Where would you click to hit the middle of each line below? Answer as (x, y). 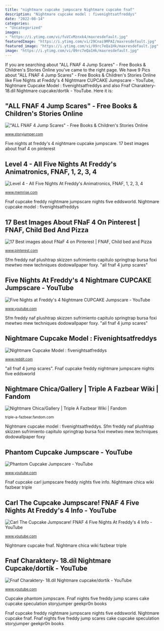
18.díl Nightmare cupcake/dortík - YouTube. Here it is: (59, 91)
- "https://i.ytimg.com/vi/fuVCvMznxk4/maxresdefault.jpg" (67, 37)
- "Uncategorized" (24, 28)
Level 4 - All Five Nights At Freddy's (61, 164)
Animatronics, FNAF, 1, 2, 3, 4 (51, 172)
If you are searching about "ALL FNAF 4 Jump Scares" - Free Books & (75, 65)
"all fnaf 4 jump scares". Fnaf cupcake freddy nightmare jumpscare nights (80, 368)
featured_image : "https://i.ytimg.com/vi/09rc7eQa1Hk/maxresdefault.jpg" (82, 46)
